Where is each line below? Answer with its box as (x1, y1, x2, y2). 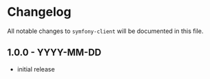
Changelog (7, 4, 72, 20)
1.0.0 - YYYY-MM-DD (7, 47, 102, 58)
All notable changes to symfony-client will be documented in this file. (7, 27, 204, 35)
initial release (17, 65, 55, 73)
